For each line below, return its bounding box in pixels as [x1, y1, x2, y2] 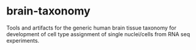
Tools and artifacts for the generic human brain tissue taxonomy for [6, 24, 176, 31]
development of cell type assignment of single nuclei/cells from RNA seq [6, 30, 190, 37]
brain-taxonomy [6, 4, 91, 18]
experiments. [6, 37, 40, 44]
